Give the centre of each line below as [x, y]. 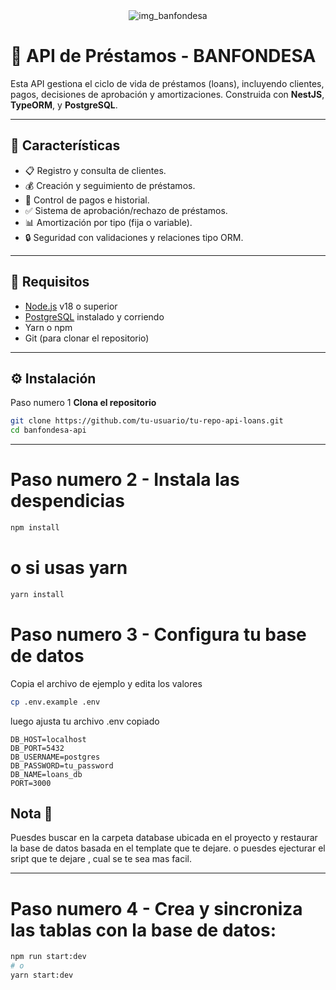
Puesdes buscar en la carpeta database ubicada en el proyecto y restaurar [164, 838]
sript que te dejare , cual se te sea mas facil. [101, 859]
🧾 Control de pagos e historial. [87, 200]
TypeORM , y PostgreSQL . [64, 105]
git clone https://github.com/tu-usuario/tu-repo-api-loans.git [147, 421]
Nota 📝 [31, 813]
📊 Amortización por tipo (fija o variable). [108, 222]
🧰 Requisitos [50, 282]
